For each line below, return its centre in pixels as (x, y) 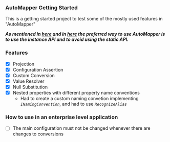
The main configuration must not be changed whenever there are (81, 128)
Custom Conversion (34, 75)
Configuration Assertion (38, 69)
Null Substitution (30, 87)
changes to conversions (38, 134)
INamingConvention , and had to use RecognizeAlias (73, 104)
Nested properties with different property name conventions (76, 92)
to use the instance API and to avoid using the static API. (67, 39)
